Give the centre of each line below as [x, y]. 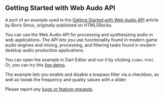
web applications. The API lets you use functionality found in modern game [81, 40]
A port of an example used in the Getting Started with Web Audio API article [82, 20]
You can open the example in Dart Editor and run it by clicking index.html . [80, 60]
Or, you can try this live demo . [35, 65]
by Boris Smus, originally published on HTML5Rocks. [59, 25]
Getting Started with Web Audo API [60, 8]
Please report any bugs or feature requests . [49, 89]
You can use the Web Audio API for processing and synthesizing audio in [79, 34]
